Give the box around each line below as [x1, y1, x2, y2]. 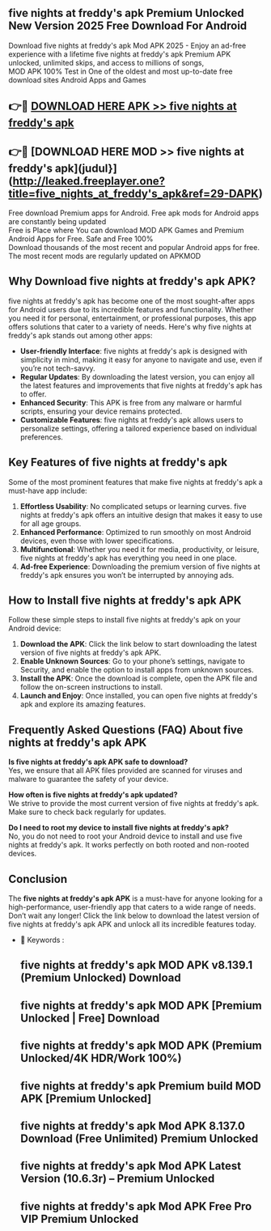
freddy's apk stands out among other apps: [8, 330, 153, 340]
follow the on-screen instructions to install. [19, 682, 163, 692]
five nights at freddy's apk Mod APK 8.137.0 [19, 1119, 245, 1133]
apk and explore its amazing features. [19, 699, 146, 709]
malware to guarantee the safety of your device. [8, 775, 169, 784]
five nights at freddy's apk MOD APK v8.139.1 [19, 958, 253, 972]
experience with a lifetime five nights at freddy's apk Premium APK [8, 49, 231, 59]
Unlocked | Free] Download [19, 1011, 160, 1025]
